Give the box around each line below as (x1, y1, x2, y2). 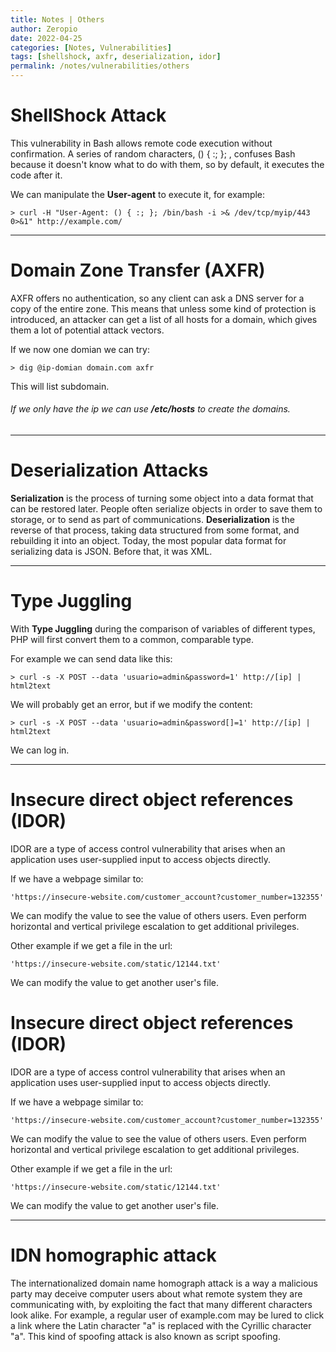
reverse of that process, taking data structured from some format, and (10, 524, 300, 536)
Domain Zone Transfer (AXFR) (10, 259, 266, 282)
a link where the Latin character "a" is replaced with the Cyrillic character (10, 1319, 312, 1331)
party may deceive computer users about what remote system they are (10, 1287, 303, 1300)
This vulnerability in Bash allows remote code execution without (10, 137, 273, 149)
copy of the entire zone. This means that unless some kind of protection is (10, 302, 317, 315)
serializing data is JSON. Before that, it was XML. (10, 546, 213, 558)
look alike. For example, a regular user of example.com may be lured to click (10, 1309, 325, 1321)
